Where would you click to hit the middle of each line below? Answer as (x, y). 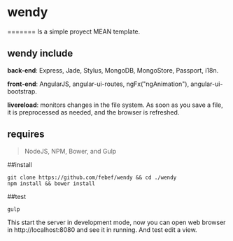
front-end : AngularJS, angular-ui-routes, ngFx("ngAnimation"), (98, 84)
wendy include (40, 53)
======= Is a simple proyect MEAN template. (74, 31)
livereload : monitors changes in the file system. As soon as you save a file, (115, 105)
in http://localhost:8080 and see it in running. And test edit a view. (102, 229)
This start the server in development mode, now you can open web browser (116, 222)
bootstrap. (22, 91)
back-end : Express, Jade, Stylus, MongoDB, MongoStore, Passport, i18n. (113, 70)
